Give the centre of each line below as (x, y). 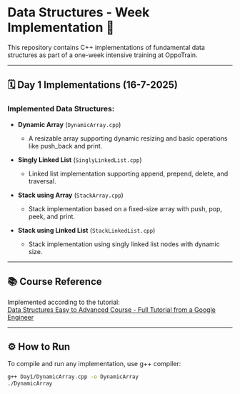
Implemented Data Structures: (61, 109)
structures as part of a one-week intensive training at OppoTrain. (102, 55)
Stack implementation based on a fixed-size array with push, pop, (125, 208)
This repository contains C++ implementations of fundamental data (106, 47)
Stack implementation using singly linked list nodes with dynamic (124, 244)
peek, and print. (52, 216)
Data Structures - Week (79, 12)
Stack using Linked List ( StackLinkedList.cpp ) (86, 230)
